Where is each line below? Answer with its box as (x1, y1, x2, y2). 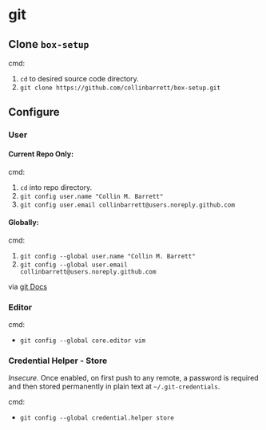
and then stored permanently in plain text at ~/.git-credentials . (8, 381, 220, 392)
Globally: (8, 218, 39, 227)
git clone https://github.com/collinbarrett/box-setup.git (19, 84, 221, 92)
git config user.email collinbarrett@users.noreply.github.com (19, 201, 236, 209)
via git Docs (8, 282, 48, 291)
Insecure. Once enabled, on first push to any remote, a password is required (8, 373, 259, 383)
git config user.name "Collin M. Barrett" (19, 192, 164, 200)
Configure (8, 105, 60, 119)
